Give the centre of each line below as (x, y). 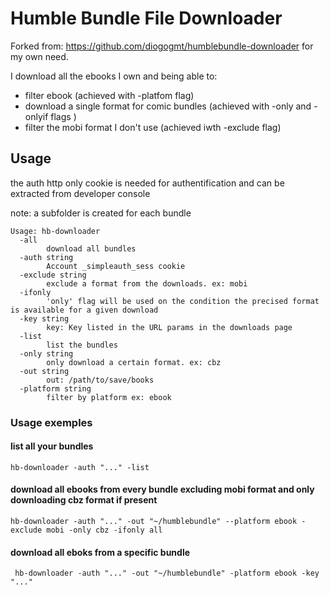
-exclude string (53, 275)
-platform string (55, 388)
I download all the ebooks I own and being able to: (114, 76)
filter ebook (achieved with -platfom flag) (109, 95)
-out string (44, 371)
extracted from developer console (80, 193)
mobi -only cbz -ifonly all (104, 530)
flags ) (63, 116)
